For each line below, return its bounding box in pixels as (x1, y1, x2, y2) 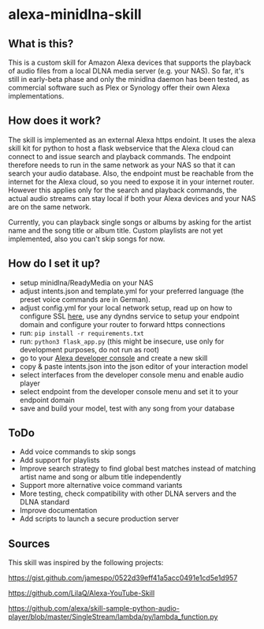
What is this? (8, 37, 74, 50)
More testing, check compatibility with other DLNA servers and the (19, 489, 236, 498)
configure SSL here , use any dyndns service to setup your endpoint (19, 311, 240, 321)
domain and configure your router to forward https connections (19, 319, 226, 329)
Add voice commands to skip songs (19, 447, 136, 456)
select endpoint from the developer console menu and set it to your (19, 386, 239, 396)
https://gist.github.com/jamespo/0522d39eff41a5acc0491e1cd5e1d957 (8, 573, 238, 582)
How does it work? (8, 114, 102, 128)
